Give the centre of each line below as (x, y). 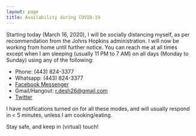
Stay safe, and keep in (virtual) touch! (52, 126)
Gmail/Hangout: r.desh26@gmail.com (61, 90)
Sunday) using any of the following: (50, 60)
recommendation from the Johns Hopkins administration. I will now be (93, 41)
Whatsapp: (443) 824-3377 (49, 78)
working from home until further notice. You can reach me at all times (92, 47)
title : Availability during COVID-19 (53, 17)
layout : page (22, 12)
